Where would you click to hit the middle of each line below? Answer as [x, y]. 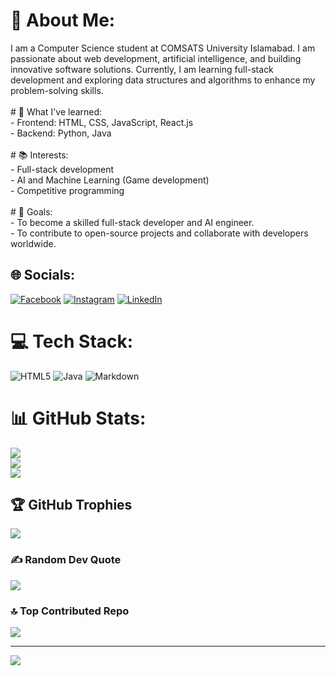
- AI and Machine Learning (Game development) [110, 180]
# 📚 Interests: [39, 155]
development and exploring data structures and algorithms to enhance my [163, 80]
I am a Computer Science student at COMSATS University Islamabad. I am [163, 48]
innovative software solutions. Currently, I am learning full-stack [142, 69]
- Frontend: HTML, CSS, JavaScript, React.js [102, 122]
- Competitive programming [67, 190]
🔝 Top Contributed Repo [70, 611]
